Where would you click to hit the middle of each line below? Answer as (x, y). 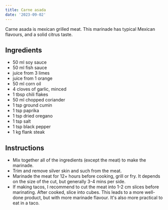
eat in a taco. (26, 203)
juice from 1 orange (32, 78)
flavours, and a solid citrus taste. (39, 34)
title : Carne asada (26, 10)
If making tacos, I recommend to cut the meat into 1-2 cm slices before (86, 187)
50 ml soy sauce (29, 62)
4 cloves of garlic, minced (39, 89)
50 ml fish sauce (30, 68)
